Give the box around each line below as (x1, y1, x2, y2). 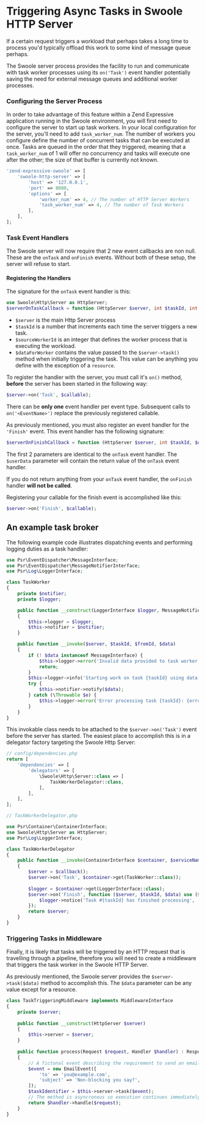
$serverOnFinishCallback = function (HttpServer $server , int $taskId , (6, 439, 192, 446)
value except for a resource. (6, 986, 77, 993)
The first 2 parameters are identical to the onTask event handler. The (6, 450, 178, 458)
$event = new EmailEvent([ (28, 1066, 97, 1072)
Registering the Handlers (6, 274, 71, 281)
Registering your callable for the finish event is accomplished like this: (6, 493, 182, 501)
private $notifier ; (17, 591, 67, 597)
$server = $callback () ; (28, 868, 88, 875)
